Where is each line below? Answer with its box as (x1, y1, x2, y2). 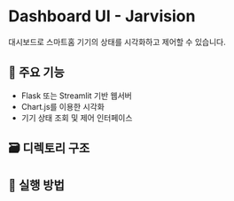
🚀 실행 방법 (8, 177, 66, 192)
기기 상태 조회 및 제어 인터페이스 (20, 112, 133, 123)
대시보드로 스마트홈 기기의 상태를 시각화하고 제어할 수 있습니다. (8, 36, 227, 47)
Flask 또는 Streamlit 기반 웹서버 (20, 90, 132, 101)
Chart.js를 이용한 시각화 (20, 101, 105, 112)
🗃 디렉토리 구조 (8, 141, 90, 156)
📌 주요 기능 (8, 65, 66, 81)
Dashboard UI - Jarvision (8, 6, 196, 27)
